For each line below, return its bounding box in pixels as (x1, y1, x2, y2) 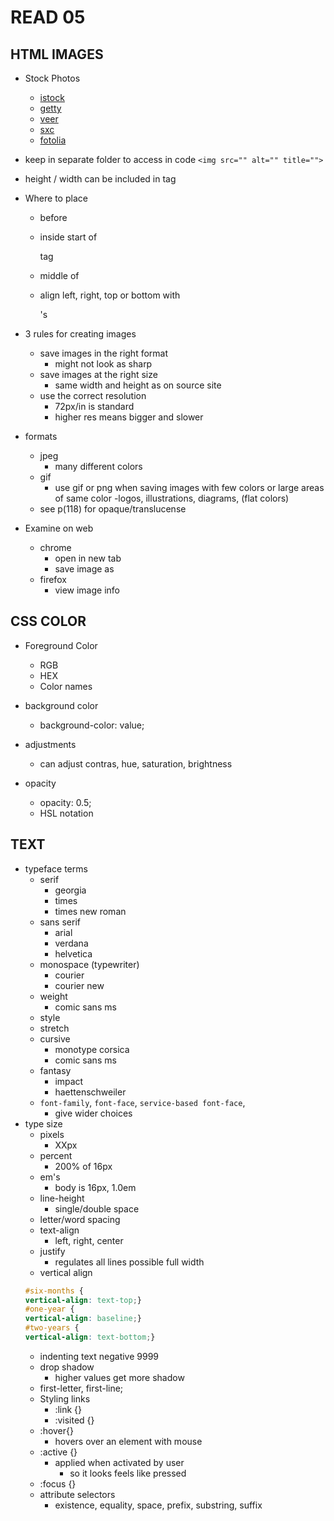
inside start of (39, 231, 98, 243)
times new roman (54, 905, 127, 917)
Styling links (39, 1392, 91, 1405)
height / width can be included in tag (24, 173, 177, 185)
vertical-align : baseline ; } (24, 1314, 142, 1324)
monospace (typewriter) (39, 958, 140, 970)
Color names (39, 680, 93, 692)
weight (39, 990, 68, 1002)
